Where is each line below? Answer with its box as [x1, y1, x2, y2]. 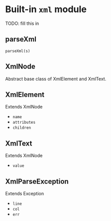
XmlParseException [5, 177, 69, 186]
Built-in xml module [5, 4, 87, 15]
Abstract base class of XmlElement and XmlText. [5, 76, 106, 82]
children [12, 125, 31, 130]
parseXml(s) [5, 48, 30, 54]
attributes [12, 120, 36, 125]
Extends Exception [5, 191, 44, 196]
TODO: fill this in [5, 20, 39, 26]
